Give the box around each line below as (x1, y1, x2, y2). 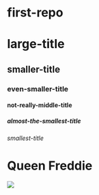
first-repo (7, 5, 63, 21)
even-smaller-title (7, 84, 69, 93)
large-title (7, 36, 65, 52)
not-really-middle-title (7, 101, 72, 109)
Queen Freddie (7, 158, 93, 174)
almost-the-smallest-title (7, 117, 81, 125)
